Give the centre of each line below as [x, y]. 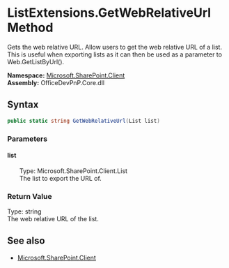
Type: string [24, 211]
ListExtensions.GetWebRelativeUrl [109, 13]
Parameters [27, 139]
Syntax [23, 105]
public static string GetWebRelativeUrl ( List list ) [84, 121]
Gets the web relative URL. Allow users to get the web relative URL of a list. [115, 47]
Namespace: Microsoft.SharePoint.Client [66, 75]
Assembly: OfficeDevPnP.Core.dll [56, 82]
